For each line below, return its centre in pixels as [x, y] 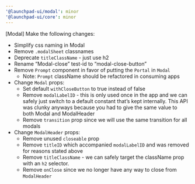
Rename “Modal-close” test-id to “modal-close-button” [80, 64]
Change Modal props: [39, 82]
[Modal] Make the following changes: [50, 33]
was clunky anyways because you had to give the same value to [100, 107]
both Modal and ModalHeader [59, 113]
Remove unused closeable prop [61, 138]
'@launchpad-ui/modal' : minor [42, 11]
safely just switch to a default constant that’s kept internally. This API [105, 101]
